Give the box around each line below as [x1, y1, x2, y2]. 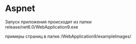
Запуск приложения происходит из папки [5, 19, 92, 25]
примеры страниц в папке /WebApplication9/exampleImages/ [5, 33, 132, 39]
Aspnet [5, 3, 36, 14]
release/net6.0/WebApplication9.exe [5, 24, 78, 29]
